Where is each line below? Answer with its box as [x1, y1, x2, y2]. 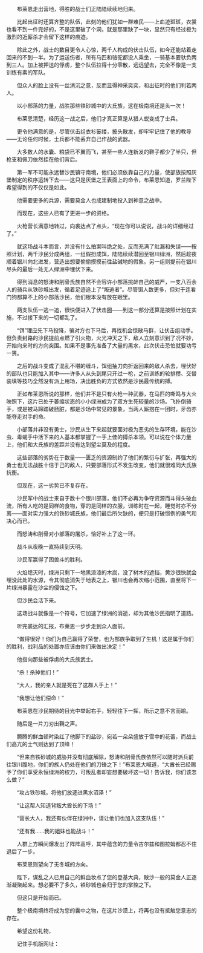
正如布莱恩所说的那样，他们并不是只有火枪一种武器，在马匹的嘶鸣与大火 [16, 390, 197, 398]
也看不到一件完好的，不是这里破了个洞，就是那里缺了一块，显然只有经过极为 [6, 26, 197, 33]
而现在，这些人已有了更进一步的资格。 [16, 209, 112, 217]
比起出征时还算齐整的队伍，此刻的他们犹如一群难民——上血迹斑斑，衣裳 [16, 18, 197, 25]
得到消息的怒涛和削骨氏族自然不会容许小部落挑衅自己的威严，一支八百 [16, 278, 192, 286]
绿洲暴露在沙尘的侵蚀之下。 [11, 584, 80, 591]
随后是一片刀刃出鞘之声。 [16, 720, 80, 727]
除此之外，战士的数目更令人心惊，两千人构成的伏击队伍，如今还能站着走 [16, 46, 197, 53]
